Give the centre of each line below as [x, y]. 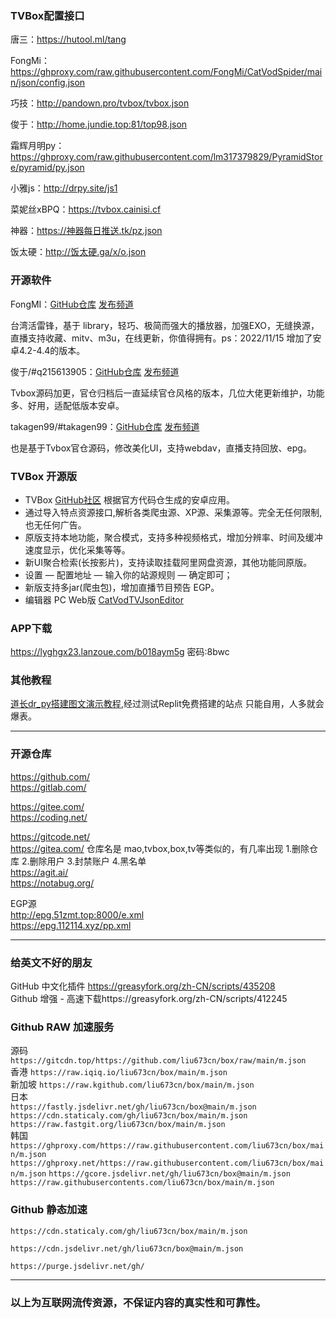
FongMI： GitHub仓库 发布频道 [72, 304]
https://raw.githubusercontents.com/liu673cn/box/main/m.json [142, 1183]
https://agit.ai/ [39, 872]
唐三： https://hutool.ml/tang [68, 39]
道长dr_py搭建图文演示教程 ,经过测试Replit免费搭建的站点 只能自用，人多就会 [167, 704]
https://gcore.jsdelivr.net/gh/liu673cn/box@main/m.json [169, 1174]
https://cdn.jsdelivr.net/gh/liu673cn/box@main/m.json [127, 1248]
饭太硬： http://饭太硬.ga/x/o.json [78, 252]
